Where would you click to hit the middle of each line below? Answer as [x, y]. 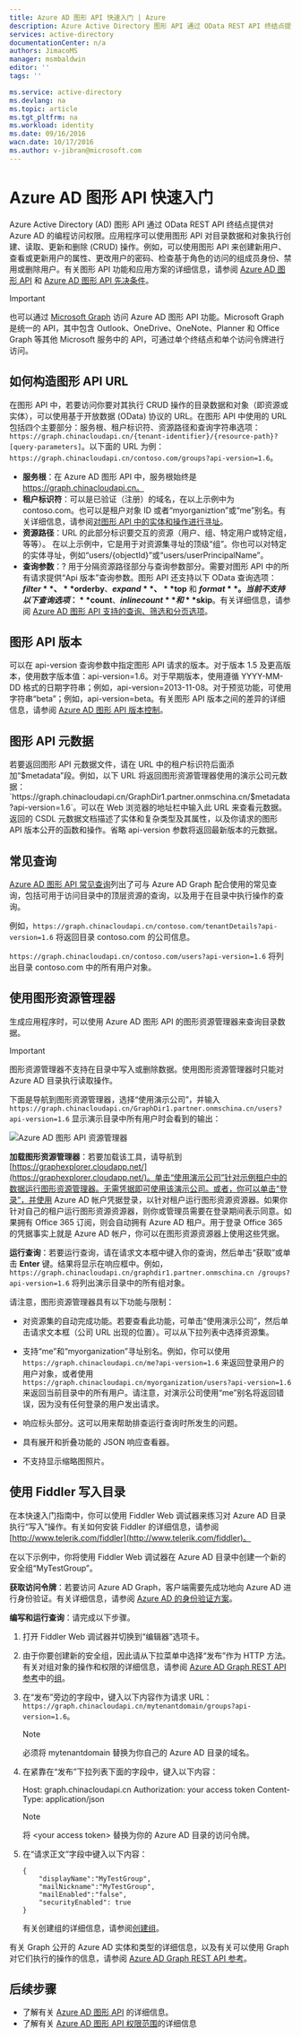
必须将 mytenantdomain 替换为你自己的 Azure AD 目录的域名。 [138, 1752]
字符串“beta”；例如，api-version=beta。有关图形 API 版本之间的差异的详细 [147, 699]
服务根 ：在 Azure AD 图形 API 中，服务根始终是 [109, 476]
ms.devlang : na [38, 100]
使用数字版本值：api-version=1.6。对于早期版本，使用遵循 [132, 676]
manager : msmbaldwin [48, 59]
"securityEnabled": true [85, 1902]
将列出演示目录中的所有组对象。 [130, 1283]
